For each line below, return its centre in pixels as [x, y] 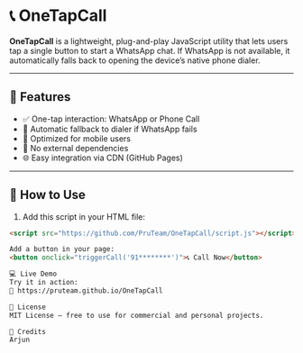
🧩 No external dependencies [75, 148]
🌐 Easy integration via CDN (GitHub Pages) [102, 158]
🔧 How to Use [47, 195]
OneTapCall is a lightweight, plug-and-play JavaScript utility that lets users [149, 41]
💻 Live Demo [33, 274]
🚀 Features [40, 97]
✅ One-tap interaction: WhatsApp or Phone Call [111, 119]
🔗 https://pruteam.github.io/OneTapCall [87, 290]
